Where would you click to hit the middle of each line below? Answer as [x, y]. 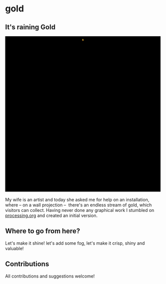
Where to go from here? [43, 231]
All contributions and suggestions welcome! [50, 276]
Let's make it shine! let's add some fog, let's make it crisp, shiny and [75, 243]
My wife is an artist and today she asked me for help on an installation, [77, 200]
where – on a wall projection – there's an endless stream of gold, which [79, 205]
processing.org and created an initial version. [51, 215]
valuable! [14, 248]
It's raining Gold [30, 27]
